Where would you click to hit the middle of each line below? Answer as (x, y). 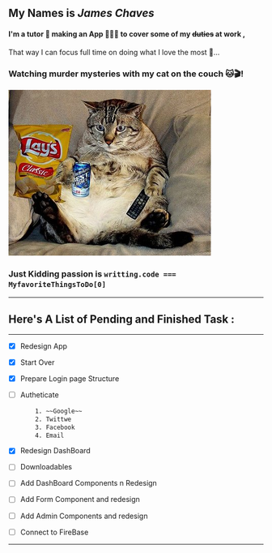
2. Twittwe (53, 420)
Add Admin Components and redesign (84, 516)
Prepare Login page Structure (70, 379)
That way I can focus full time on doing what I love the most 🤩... (114, 52)
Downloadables (46, 467)
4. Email (50, 436)
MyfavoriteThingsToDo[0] (57, 284)
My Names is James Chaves (82, 13)
